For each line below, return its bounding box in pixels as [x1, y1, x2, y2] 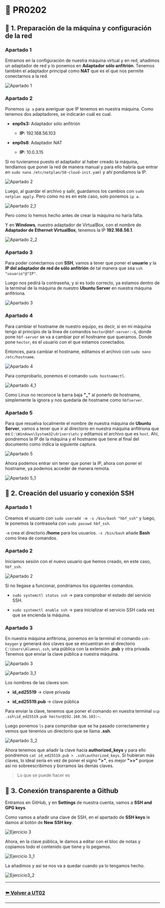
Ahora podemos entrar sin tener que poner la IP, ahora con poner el [5, 460, 142, 466]
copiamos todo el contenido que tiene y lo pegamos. [5, 844, 111, 850]
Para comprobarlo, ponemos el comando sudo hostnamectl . [5, 373, 126, 378]
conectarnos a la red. [5, 73, 48, 79]
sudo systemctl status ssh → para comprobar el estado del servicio [12, 592, 151, 598]
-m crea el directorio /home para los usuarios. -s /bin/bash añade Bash [5, 530, 150, 535]
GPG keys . [5, 805, 27, 811]
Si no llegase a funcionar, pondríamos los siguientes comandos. [5, 583, 134, 588]
